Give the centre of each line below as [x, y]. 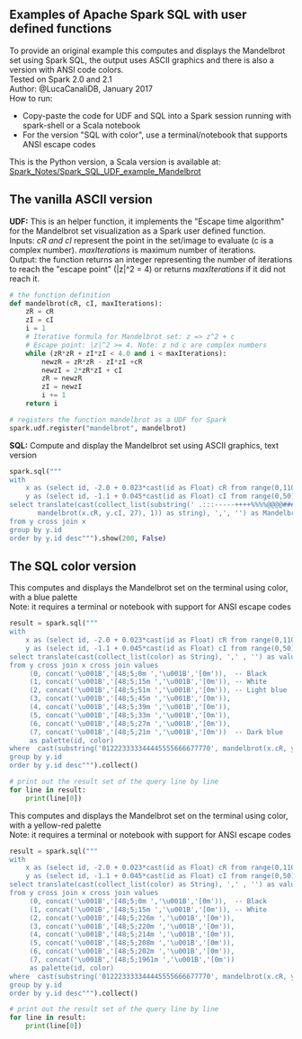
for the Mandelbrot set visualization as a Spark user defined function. [138, 231]
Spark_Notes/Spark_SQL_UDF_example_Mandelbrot [105, 171]
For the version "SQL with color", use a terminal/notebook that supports [155, 135]
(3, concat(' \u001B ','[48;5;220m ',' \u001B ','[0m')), [132, 926]
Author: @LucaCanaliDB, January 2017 [81, 88]
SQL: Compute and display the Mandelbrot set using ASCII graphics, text [144, 445]
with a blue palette [44, 598]
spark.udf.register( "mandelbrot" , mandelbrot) [98, 428]
